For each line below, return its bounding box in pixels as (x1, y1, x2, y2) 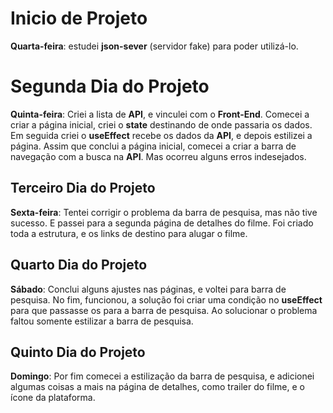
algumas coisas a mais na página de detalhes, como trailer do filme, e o (10, 381, 305, 393)
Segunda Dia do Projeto (10, 75, 210, 98)
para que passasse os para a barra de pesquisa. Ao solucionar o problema (10, 304, 318, 316)
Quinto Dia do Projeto (10, 343, 146, 361)
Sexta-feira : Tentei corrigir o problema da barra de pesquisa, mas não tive (10, 206, 318, 218)
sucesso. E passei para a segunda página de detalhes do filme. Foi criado (10, 217, 314, 229)
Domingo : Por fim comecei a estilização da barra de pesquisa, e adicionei (10, 370, 315, 382)
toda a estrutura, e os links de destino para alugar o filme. (10, 227, 248, 239)
